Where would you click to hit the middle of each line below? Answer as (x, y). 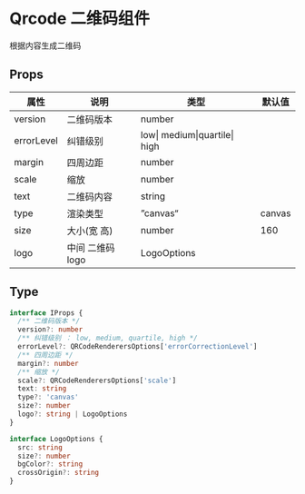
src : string (40, 447)
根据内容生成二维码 (45, 45)
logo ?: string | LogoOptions (73, 414)
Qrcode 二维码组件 (80, 19)
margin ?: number (48, 363)
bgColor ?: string (50, 464)
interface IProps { (46, 313)
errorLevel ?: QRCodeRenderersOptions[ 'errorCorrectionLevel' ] (138, 347)
